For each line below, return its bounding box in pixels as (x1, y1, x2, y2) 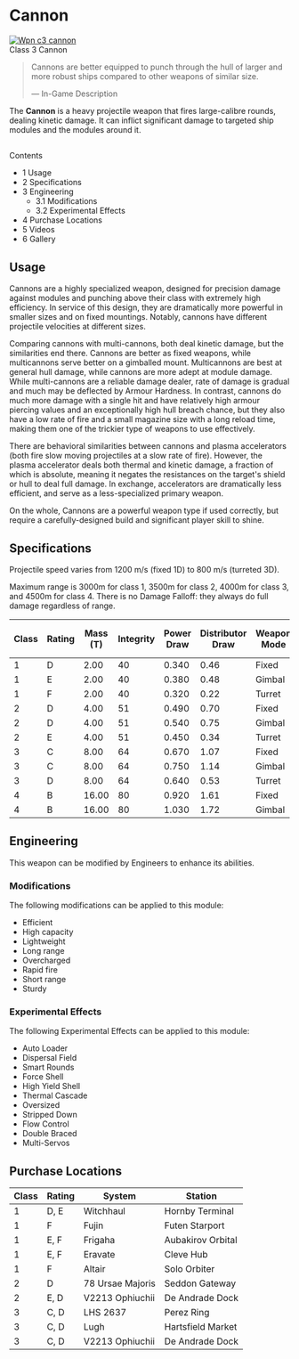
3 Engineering (21, 186, 74, 197)
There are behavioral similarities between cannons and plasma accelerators (9, 441, 287, 452)
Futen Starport (164, 1219, 225, 1232)
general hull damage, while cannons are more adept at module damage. (9, 367, 273, 378)
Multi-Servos (21, 1137, 70, 1149)
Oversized (21, 1100, 61, 1111)
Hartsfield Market (164, 1321, 238, 1333)
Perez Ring (164, 1306, 210, 1319)
